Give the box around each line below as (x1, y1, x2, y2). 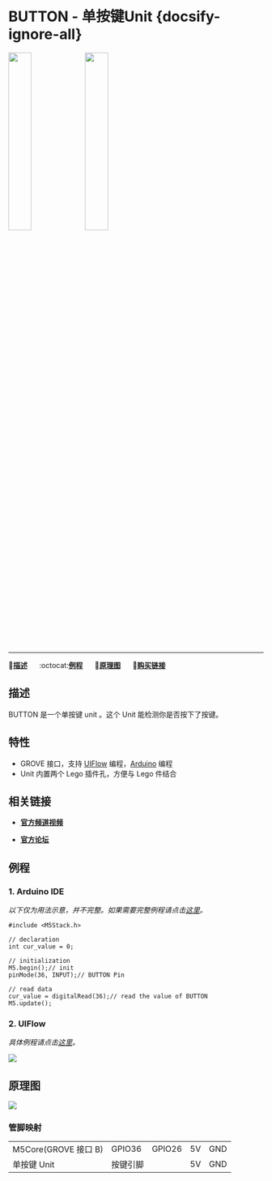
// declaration (8, 935, 60, 944)
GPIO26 (151, 1144, 182, 1155)
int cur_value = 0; (8, 943, 74, 951)
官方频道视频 (19, 818, 63, 828)
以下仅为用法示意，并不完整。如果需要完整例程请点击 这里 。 (8, 905, 207, 915)
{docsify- (155, 7, 221, 26)
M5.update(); (8, 999, 53, 1008)
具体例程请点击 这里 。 (8, 1038, 79, 1047)
